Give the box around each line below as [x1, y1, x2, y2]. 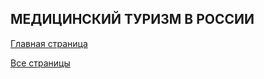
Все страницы [10, 57, 71, 69]
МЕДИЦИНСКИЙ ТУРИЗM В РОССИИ [10, 11, 255, 28]
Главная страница [10, 37, 88, 49]
